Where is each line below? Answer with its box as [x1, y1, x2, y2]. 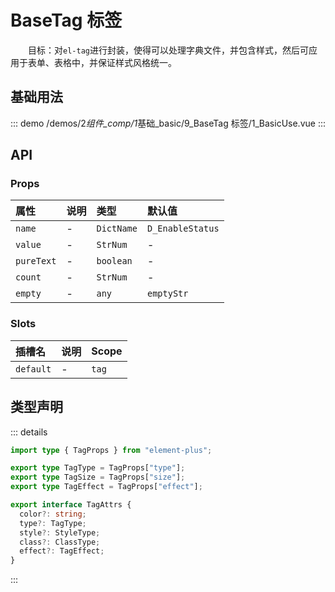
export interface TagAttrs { [10, 500, 132, 510]
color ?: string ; [19, 509, 87, 519]
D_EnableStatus [146, 223, 220, 235]
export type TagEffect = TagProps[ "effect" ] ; [10, 482, 203, 492]
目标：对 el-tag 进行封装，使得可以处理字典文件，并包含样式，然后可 [28, 44, 309, 56]
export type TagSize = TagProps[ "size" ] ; [10, 472, 186, 483]
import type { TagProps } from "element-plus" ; [10, 445, 213, 455]
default [15, 363, 52, 375]
